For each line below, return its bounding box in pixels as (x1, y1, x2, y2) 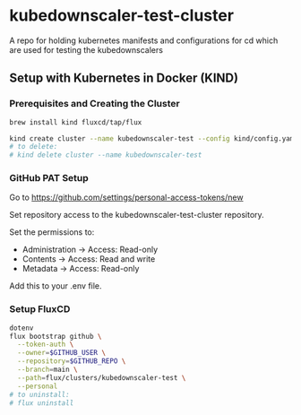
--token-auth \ (17, 340, 74, 350)
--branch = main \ (17, 365, 78, 375)
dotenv (9, 324, 34, 333)
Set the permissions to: (9, 227, 95, 238)
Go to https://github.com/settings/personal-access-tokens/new (9, 192, 244, 203)
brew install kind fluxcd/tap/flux (9, 117, 142, 126)
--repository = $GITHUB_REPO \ (17, 357, 126, 366)
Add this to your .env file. (9, 281, 102, 291)
